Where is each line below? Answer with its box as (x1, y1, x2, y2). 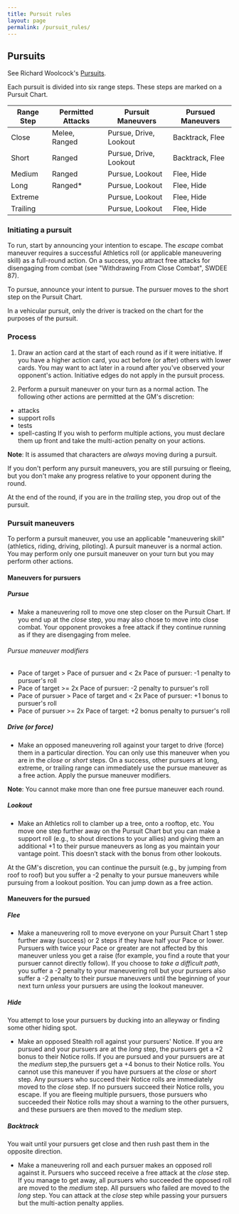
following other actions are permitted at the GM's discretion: (17, 392, 194, 401)
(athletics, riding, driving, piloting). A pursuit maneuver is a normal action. (7, 542, 223, 550)
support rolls (17, 414, 55, 422)
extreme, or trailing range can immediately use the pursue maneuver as (17, 763, 228, 772)
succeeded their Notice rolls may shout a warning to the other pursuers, (17, 1098, 229, 1106)
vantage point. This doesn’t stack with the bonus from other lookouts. (17, 849, 222, 858)
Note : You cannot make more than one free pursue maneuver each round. (7, 785, 225, 793)
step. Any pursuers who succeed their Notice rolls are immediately (17, 1075, 213, 1084)
